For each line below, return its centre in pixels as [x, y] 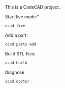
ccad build [16, 63]
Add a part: [16, 35]
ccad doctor [17, 81]
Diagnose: [16, 72]
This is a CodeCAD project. [32, 7]
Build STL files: [20, 53]
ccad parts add [21, 44]
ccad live [15, 26]
